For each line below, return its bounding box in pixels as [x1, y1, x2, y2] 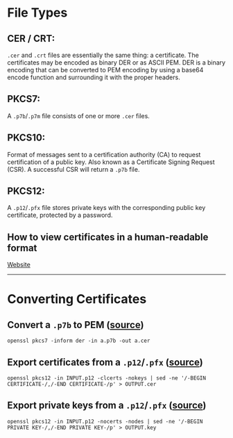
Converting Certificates [7, 291, 147, 307]
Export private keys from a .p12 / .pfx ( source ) [7, 400, 207, 412]
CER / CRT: [7, 33, 55, 44]
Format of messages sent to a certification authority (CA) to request [7, 150, 201, 159]
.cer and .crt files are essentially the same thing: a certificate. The [7, 51, 199, 59]
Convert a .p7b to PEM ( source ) [7, 318, 144, 331]
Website [7, 261, 31, 269]
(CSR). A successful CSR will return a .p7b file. [7, 165, 140, 173]
